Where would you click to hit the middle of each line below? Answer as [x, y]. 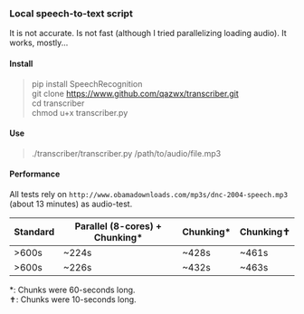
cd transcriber [58, 103]
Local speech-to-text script [71, 14]
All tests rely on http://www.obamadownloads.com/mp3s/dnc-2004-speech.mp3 [148, 194]
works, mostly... [39, 43]
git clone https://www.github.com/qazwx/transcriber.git [135, 93]
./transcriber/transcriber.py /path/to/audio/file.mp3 [126, 153]
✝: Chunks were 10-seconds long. [73, 299]
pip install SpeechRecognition [87, 83]
